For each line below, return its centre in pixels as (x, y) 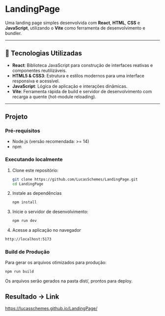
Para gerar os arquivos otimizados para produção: (56, 263)
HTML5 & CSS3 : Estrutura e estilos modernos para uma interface (78, 75)
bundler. (14, 33)
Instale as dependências (37, 193)
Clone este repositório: (35, 170)
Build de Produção (27, 252)
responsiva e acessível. (36, 81)
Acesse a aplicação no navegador (46, 230)
